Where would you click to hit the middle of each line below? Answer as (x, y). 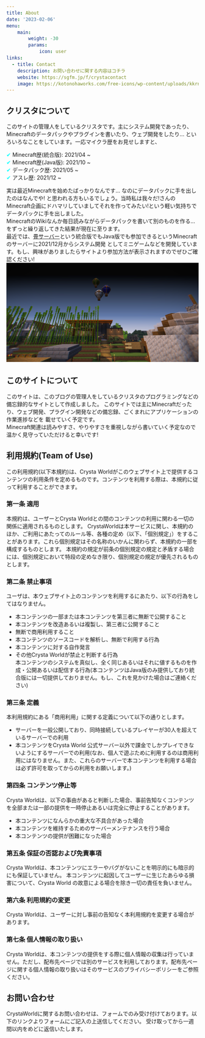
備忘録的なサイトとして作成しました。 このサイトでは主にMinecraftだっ (97, 404)
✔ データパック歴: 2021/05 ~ (42, 170)
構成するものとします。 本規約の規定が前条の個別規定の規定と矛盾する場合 (100, 549)
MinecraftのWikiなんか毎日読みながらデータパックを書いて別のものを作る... (101, 221)
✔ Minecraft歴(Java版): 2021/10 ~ (49, 162)
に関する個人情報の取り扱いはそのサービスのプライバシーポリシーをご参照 (105, 969)
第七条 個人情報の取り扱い (45, 940)
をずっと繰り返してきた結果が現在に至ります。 (65, 229)
